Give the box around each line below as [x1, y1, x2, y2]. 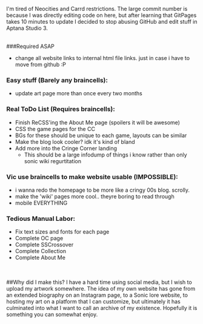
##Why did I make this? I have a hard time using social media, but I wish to [6, 278, 192, 286]
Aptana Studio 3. [6, 24, 48, 32]
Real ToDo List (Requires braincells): [6, 105, 115, 113]
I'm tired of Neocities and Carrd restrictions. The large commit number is [6, 5, 188, 12]
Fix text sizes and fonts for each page [15, 228, 110, 235]
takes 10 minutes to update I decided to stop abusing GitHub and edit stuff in [6, 18, 198, 25]
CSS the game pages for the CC [15, 125, 96, 132]
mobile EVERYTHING [15, 199, 68, 206]
